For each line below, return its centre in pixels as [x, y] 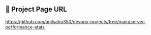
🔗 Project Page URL [36, 9]
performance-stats [25, 27]
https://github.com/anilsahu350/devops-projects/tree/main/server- [75, 21]
